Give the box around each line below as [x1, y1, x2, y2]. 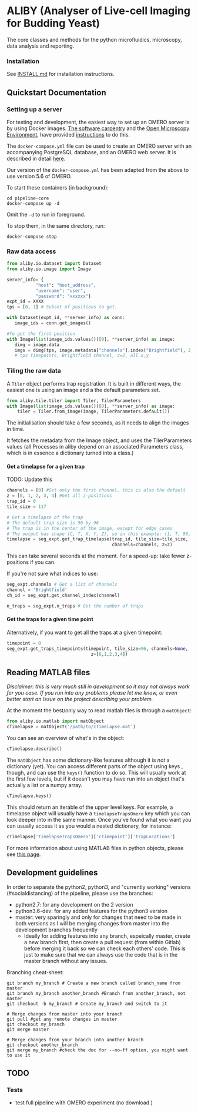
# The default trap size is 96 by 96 [6, 520, 99, 526]
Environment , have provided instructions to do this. [6, 131, 130, 138]
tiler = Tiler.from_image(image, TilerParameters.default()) [17, 409, 170, 414]
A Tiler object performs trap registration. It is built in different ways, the [6, 380, 181, 387]
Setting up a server [6, 105, 62, 113]
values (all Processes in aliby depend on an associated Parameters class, [6, 443, 184, 450]
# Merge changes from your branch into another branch [6, 1037, 144, 1043]
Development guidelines [6, 868, 98, 878]
